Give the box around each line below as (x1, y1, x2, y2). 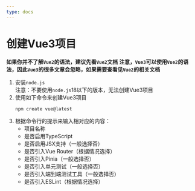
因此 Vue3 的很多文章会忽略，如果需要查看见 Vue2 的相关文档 (16, 65, 161, 73)
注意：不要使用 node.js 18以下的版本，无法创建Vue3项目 (14, 86, 154, 93)
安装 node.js (14, 78, 45, 85)
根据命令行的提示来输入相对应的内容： (14, 118, 110, 125)
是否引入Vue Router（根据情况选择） (24, 148, 116, 155)
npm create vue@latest (14, 106, 72, 112)
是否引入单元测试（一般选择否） (24, 163, 104, 170)
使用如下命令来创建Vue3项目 (14, 93, 87, 101)
